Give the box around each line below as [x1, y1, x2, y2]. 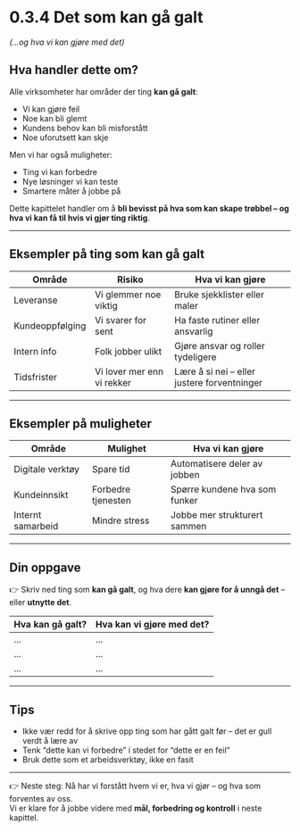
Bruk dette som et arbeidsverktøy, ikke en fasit [21, 754, 194, 765]
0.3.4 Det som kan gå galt [9, 7, 204, 28]
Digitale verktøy [13, 463, 80, 476]
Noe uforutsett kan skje [21, 132, 109, 143]
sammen [171, 520, 207, 533]
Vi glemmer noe [95, 288, 162, 301]
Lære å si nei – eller [173, 365, 256, 378]
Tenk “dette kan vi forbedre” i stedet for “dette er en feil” [21, 745, 230, 755]
